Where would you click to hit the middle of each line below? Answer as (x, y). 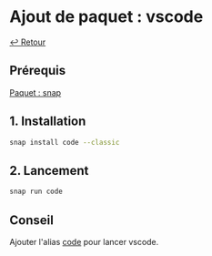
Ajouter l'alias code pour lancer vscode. (84, 241)
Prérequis (38, 71)
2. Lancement (49, 170)
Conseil (32, 220)
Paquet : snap (35, 92)
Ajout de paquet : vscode (106, 17)
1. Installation (48, 122)
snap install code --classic (65, 142)
